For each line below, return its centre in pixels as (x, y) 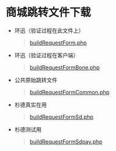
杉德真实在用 (30, 105)
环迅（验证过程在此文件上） (49, 30)
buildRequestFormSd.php (61, 117)
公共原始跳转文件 (36, 80)
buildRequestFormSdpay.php (66, 141)
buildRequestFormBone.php (65, 67)
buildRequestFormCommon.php (70, 92)
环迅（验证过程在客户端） (46, 55)
